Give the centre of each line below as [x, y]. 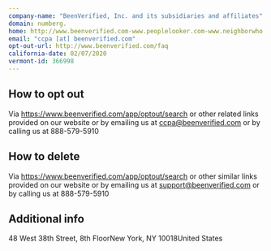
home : [17, 31]
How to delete [44, 156]
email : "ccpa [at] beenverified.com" [72, 39]
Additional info [47, 219]
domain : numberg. [38, 24]
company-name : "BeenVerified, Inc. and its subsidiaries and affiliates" [136, 16]
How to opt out [46, 94]
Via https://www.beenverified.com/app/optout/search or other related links [133, 114]
